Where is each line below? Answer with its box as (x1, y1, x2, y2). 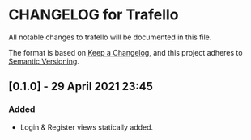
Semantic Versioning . (8, 56, 79, 66)
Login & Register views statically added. (19, 122, 154, 132)
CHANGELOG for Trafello (8, 6, 179, 24)
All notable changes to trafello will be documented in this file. (8, 32, 212, 42)
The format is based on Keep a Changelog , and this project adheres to (8, 47, 243, 57)
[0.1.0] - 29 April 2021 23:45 (8, 80, 154, 93)
